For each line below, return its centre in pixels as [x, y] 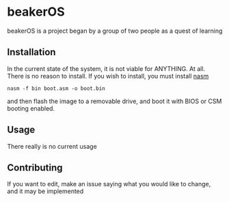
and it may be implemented [45, 191]
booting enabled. [31, 108]
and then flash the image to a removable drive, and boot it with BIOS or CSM [114, 101]
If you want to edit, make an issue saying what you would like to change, [109, 184]
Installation [31, 52]
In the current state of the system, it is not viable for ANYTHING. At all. [106, 68]
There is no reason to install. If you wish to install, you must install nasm [108, 76]
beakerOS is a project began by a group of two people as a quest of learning [115, 31]
